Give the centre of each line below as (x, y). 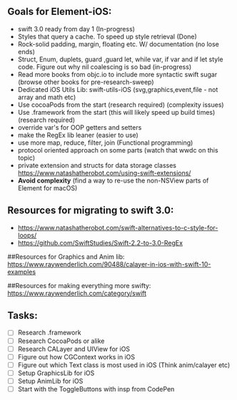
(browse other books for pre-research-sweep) (86, 82)
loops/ (27, 235)
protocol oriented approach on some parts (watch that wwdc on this (118, 150)
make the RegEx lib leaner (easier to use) (78, 135)
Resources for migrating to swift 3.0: (91, 211)
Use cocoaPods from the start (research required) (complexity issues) (121, 104)
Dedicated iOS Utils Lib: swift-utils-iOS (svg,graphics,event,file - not (118, 89)
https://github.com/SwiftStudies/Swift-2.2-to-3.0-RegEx (100, 242)
